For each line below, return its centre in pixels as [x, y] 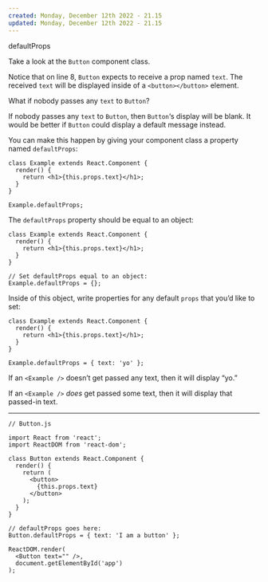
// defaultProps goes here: [55, 528]
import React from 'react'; [55, 438]
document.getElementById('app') [69, 563]
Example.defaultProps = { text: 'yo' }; [77, 363]
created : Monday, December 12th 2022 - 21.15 [85, 16]
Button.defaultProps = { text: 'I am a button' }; [94, 535]
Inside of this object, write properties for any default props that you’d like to [132, 298]
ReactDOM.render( [37, 549]
